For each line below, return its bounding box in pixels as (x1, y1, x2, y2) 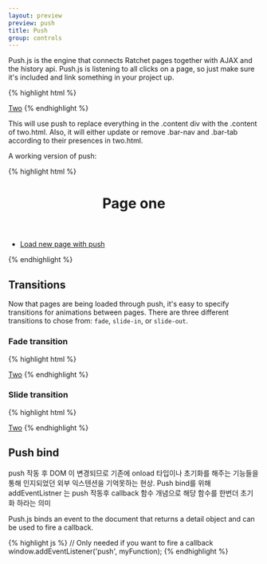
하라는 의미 (16, 498, 52, 507)
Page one (102, 194, 166, 213)
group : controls (8, 33, 62, 42)
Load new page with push (19, 240, 105, 249)
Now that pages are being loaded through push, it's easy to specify (8, 300, 230, 309)
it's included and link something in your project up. (8, 72, 175, 82)
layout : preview (8, 11, 62, 20)
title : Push (8, 26, 48, 34)
